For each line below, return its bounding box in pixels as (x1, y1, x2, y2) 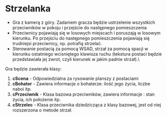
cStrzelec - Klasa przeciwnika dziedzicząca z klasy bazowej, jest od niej (12, 102, 162, 108)
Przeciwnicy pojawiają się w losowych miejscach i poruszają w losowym (12, 30, 161, 36)
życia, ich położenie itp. (12, 96, 61, 102)
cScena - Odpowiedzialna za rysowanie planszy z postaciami (12, 75, 139, 81)
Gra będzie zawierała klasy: (5, 65, 62, 72)
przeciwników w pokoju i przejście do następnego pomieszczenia (12, 24, 147, 30)
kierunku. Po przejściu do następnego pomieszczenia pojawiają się (12, 35, 150, 41)
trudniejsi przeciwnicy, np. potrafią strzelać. (12, 40, 102, 46)
